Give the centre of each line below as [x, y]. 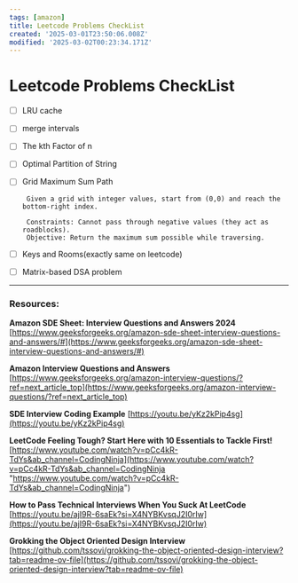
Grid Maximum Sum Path [67, 182]
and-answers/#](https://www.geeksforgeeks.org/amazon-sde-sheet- [136, 342]
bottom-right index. [60, 206]
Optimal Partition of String [70, 164]
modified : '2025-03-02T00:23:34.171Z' [81, 42]
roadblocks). [46, 230]
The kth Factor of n [57, 146]
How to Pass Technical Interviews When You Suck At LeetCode [128, 504]
